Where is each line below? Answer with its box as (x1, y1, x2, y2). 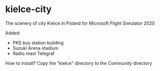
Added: (5, 30, 21, 36)
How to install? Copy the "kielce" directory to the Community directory (5, 60, 152, 66)
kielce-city (5, 4, 52, 15)
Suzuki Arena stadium (12, 45, 59, 51)
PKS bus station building (12, 39, 64, 46)
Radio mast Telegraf (12, 50, 55, 56)
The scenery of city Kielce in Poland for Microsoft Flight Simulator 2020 (5, 20, 155, 26)
